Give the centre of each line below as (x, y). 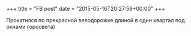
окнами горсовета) (31, 27)
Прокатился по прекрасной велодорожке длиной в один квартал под (95, 20)
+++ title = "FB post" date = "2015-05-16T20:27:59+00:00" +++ (86, 9)
